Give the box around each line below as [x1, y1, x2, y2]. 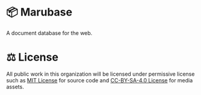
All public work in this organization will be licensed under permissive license [6, 70, 195, 78]
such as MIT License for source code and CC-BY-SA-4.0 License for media [6, 76, 193, 84]
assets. [6, 83, 24, 90]
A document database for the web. [6, 29, 93, 37]
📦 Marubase [6, 5, 73, 19]
